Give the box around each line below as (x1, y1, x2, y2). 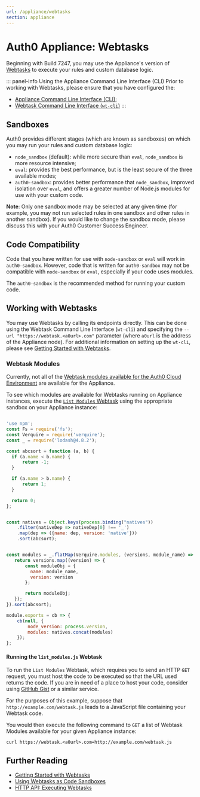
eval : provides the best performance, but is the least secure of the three (14, 166, 193, 174)
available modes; (14, 172, 57, 180)
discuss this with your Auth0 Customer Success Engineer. (6, 222, 149, 229)
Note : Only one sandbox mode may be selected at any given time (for (6, 203, 177, 210)
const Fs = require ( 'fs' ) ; (6, 426, 73, 433)
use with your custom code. (14, 191, 84, 199)
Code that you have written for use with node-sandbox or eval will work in (6, 255, 185, 263)
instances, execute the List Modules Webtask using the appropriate (6, 397, 173, 404)
